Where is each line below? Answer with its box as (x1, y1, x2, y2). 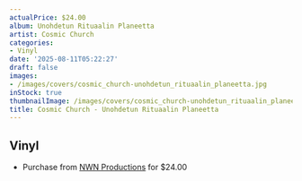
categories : (9, 38, 54, 47)
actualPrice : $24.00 (9, 13, 87, 22)
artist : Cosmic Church (9, 30, 94, 39)
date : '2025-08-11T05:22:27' (9, 55, 119, 64)
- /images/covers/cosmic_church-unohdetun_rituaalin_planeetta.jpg (9, 80, 268, 89)
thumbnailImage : (9, 96, 70, 106)
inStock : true (9, 88, 63, 97)
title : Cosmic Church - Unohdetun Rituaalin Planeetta (9, 105, 219, 114)
